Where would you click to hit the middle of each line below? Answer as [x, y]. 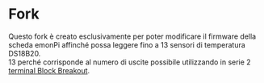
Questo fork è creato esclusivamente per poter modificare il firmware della [132, 36]
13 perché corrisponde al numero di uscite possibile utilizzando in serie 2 [130, 62]
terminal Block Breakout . [49, 70]
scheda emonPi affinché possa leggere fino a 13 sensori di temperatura [127, 44]
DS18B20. [25, 53]
